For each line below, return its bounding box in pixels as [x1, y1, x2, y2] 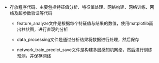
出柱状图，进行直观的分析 [16, 26, 68, 32]
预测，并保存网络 [16, 53, 51, 59]
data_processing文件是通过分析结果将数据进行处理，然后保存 [16, 37, 140, 42]
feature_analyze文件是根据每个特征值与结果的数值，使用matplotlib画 [16, 21, 154, 26]
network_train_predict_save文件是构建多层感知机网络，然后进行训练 [16, 47, 153, 52]
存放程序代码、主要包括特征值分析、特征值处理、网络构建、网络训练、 [9, 4, 150, 10]
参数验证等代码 [22, 10, 52, 16]
